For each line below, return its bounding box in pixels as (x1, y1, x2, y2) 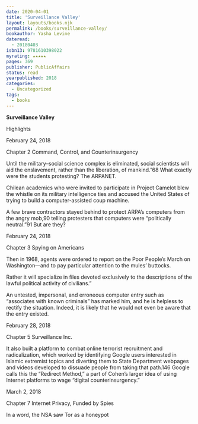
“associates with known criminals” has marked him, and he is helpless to (6, 297, 184, 304)
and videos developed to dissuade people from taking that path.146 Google (6, 364, 190, 371)
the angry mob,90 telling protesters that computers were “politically (6, 214, 172, 222)
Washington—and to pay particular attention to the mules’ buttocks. (6, 261, 171, 269)
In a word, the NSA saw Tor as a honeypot (6, 411, 109, 418)
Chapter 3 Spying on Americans (6, 244, 84, 251)
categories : (6, 81, 36, 87)
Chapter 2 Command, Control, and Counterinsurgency (6, 148, 139, 155)
